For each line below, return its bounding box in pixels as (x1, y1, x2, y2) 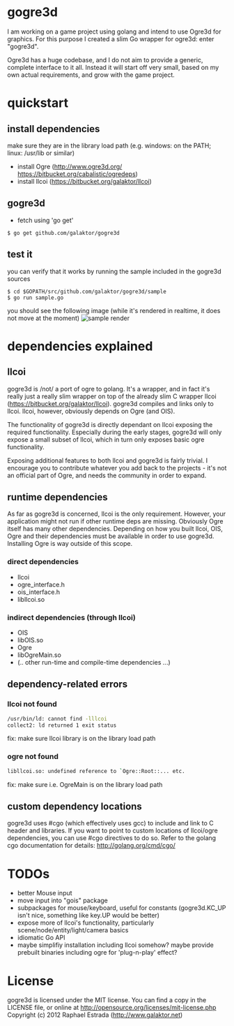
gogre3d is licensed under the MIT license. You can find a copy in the (7, 996, 207, 1004)
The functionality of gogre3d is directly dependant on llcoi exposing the (7, 420, 213, 428)
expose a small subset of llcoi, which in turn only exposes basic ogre (7, 435, 205, 444)
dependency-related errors (7, 679, 128, 691)
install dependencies (7, 123, 100, 135)
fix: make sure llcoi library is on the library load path (7, 735, 156, 743)
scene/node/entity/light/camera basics (17, 926, 129, 934)
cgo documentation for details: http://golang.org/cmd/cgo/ (7, 841, 175, 850)
